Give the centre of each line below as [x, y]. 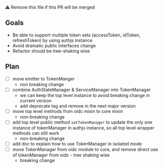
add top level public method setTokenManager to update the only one [82, 122]
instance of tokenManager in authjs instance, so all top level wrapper [83, 127]
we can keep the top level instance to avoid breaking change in [85, 95]
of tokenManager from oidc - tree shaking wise [61, 155]
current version [35, 100]
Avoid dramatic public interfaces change [54, 45]
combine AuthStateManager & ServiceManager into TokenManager [81, 89]
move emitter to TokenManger [43, 78]
